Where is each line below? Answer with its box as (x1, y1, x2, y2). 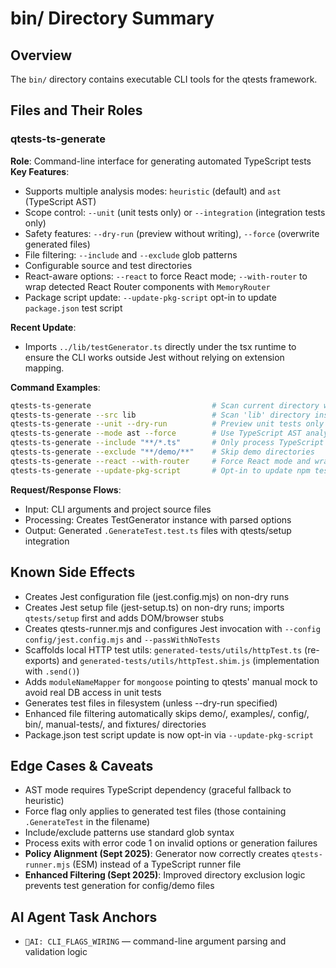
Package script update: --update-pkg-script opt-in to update (24, 291, 277, 303)
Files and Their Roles (10, 102, 143, 119)
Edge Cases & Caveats (10, 757, 154, 774)
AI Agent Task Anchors (10, 908, 158, 926)
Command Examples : (10, 381, 101, 393)
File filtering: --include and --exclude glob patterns (24, 248, 238, 261)
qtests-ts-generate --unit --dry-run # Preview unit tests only (10, 419, 325, 429)
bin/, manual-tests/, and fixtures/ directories (24, 718, 207, 730)
